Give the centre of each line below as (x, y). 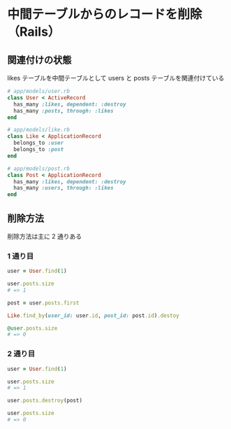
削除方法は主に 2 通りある (45, 236)
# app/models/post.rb (39, 169)
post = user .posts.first (43, 303)
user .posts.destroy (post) (45, 401)
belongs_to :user (39, 143)
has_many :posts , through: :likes (64, 111)
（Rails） (34, 32)
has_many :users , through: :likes (64, 188)
